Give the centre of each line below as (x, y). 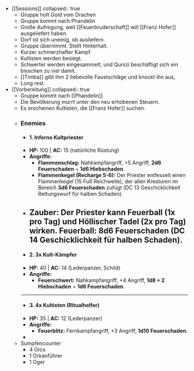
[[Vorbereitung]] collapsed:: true (51, 89)
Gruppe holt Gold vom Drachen (58, 15)
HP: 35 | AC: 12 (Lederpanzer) (66, 318)
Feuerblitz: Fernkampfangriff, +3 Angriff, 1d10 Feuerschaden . (113, 331)
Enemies (33, 123)
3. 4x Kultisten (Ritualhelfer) (64, 305)
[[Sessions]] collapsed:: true (46, 8)
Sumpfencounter (41, 343)
